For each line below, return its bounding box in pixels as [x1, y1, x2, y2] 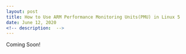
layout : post [6, 8, 38, 15]
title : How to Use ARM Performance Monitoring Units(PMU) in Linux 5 [6, 14, 181, 20]
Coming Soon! [6, 41, 41, 48]
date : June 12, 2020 [6, 19, 57, 25]
